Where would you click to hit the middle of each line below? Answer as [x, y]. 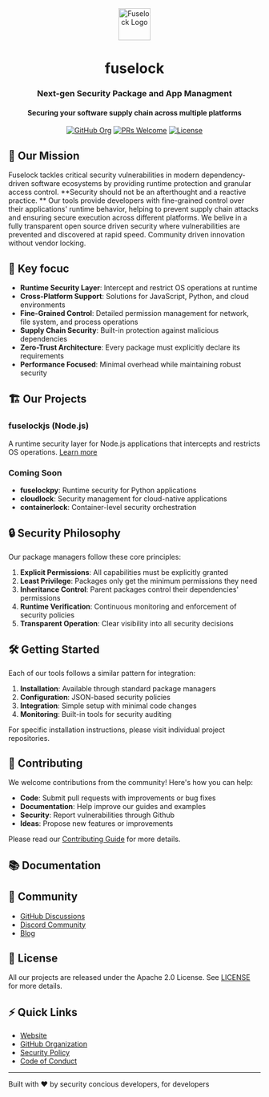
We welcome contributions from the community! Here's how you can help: [131, 783]
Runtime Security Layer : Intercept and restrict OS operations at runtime [139, 287]
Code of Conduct [48, 1061]
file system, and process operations [79, 322]
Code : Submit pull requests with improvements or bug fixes [118, 798]
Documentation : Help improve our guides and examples [113, 807]
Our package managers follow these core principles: [95, 557]
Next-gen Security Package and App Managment [134, 94]
